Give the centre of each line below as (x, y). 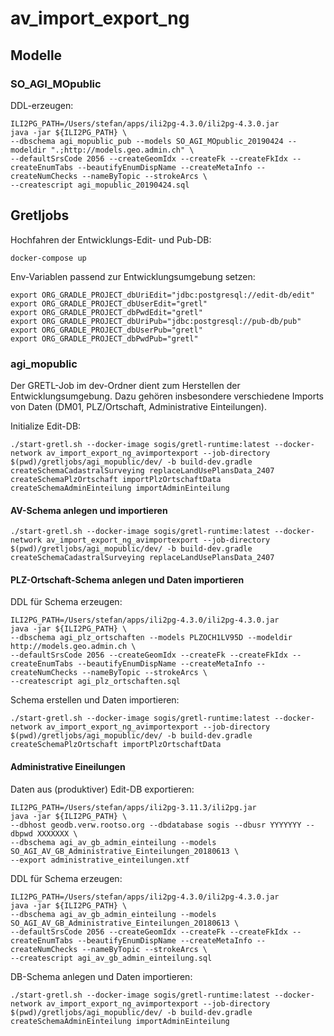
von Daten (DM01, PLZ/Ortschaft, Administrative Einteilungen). (138, 406)
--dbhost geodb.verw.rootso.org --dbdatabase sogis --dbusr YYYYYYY (156, 825)
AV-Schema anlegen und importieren (89, 510)
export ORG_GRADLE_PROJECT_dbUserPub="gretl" (106, 330)
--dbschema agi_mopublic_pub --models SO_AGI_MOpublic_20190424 (147, 141)
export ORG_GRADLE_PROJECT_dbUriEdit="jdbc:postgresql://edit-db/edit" (162, 295)
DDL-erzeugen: (42, 105)
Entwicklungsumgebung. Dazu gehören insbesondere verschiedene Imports (167, 396)
